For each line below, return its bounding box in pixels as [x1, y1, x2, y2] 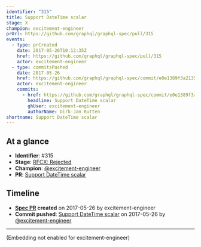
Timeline [6, 189, 40, 199]
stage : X [6, 20, 28, 26]
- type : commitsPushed [11, 64, 68, 70]
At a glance [6, 136, 50, 146]
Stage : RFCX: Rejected [14, 159, 72, 166]
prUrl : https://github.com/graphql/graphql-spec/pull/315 [6, 31, 154, 37]
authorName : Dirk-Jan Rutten [28, 109, 100, 115]
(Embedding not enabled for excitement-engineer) [6, 234, 130, 241]
